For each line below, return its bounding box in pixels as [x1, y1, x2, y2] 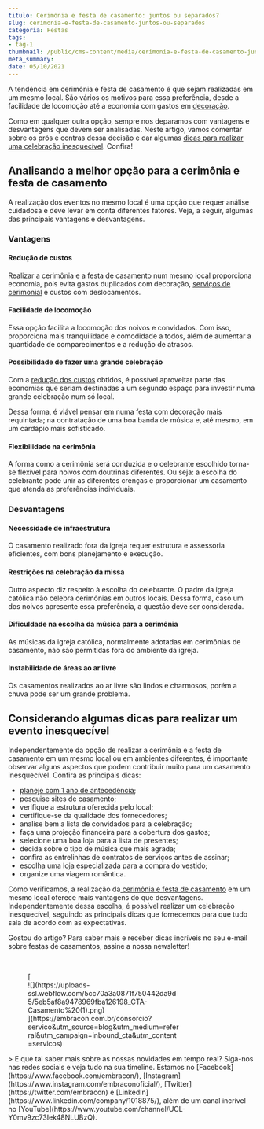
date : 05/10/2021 [8, 63, 65, 71]
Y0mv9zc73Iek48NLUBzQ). [8, 1112, 98, 1122]
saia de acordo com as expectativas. [8, 917, 127, 927]
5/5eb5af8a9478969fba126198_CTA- [27, 997, 148, 1006]
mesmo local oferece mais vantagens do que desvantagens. [8, 892, 203, 902]
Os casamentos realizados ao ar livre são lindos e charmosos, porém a [8, 681, 237, 691]
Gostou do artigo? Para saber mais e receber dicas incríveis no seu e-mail [8, 933, 247, 943]
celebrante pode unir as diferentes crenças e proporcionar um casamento [8, 476, 247, 485]
